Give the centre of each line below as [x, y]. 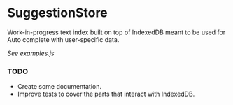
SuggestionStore [57, 13]
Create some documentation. [59, 87]
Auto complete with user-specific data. [63, 39]
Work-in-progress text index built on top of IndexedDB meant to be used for [116, 32]
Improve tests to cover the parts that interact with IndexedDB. [106, 94]
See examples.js [31, 53]
